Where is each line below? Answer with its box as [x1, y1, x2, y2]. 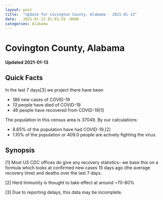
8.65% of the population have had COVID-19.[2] [12, 126, 111, 132]
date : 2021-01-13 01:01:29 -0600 [5, 16, 79, 21]
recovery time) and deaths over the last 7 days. [5, 170, 102, 176]
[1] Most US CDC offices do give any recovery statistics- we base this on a [5, 159, 159, 165]
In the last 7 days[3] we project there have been [5, 87, 104, 93]
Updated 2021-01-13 [5, 59, 49, 65]
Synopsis [5, 146, 35, 155]
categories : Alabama [5, 21, 48, 26]
